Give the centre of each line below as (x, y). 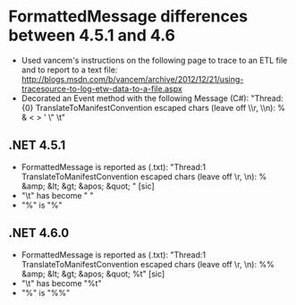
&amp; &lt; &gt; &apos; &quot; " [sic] (88, 186)
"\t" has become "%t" (61, 283)
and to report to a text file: (69, 70)
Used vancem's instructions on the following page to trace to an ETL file (154, 60)
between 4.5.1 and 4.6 (92, 35)
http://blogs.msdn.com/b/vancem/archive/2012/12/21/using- (132, 79)
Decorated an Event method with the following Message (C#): (135, 98)
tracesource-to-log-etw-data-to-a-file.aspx (101, 89)
